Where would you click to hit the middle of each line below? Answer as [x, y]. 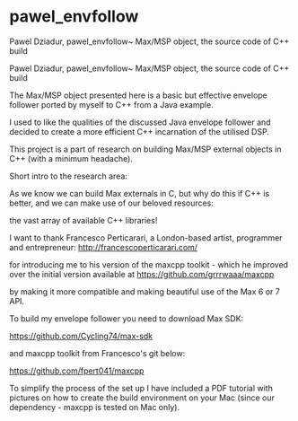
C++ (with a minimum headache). [71, 158]
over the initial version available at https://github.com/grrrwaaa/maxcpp [142, 274]
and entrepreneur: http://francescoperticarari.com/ [104, 247]
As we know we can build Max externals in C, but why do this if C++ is [140, 193]
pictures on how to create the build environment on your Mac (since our [142, 398]
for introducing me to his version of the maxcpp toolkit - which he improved [149, 264]
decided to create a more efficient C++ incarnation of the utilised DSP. [139, 131]
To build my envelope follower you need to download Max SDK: [127, 318]
